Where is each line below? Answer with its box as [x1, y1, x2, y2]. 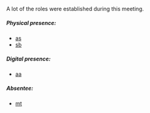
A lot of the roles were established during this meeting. [6, 5, 145, 12]
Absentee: [6, 84, 34, 92]
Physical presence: [6, 19, 57, 26]
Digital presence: [6, 55, 51, 62]
